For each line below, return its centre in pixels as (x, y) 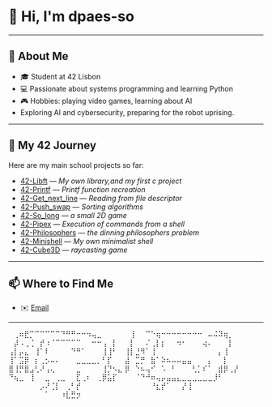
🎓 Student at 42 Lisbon (60, 76)
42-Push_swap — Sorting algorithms (82, 207)
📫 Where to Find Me (61, 283)
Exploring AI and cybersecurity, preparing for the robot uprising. (127, 112)
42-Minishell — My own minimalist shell (87, 241)
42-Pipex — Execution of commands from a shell (102, 224)
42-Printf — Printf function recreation (83, 189)
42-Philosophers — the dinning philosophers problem (110, 232)
